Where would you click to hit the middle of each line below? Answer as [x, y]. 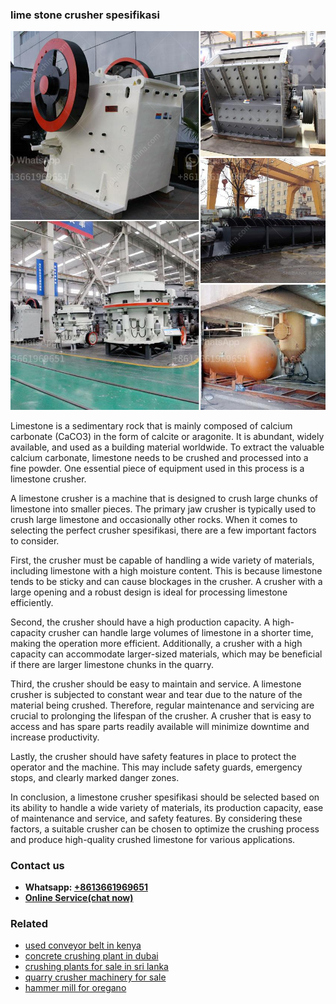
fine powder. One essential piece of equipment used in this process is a [157, 468]
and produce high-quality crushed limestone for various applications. [153, 839]
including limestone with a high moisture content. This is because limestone [166, 570]
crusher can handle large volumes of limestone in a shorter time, [181, 632]
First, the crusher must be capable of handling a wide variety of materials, [162, 560]
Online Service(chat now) [79, 897]
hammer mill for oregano [75, 988]
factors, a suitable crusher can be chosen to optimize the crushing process [165, 829]
